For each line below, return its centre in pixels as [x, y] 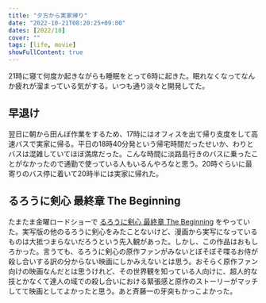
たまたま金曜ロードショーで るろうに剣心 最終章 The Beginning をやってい [129, 221]
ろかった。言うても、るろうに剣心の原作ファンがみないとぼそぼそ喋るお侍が [133, 251]
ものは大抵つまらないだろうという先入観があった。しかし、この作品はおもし [133, 241]
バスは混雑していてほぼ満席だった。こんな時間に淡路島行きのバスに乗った [130, 153]
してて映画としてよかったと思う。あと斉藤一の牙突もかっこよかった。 [123, 291]
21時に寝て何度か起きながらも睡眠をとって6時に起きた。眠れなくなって [125, 76]
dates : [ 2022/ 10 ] [37, 30]
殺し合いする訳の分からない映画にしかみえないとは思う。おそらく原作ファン [133, 261]
